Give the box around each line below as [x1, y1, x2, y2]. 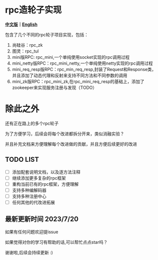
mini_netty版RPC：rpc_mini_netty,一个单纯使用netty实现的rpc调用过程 [12, 60, 153, 66]
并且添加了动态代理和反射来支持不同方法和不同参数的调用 [12, 72, 127, 78]
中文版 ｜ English [5, 21, 38, 27]
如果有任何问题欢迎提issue [5, 229, 58, 235]
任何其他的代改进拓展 [12, 200, 55, 205]
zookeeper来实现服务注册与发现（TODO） [12, 85, 97, 90]
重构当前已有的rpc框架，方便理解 [12, 181, 79, 187]
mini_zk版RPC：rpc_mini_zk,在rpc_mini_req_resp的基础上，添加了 [12, 78, 145, 84]
